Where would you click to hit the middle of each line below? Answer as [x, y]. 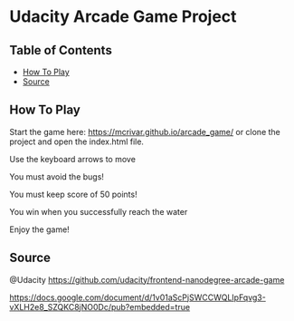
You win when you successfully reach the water [99, 211]
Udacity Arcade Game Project [123, 17]
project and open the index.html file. [77, 141]
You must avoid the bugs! [57, 176]
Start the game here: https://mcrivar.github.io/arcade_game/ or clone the [145, 131]
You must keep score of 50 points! [73, 194]
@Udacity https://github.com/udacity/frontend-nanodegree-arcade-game [147, 279]
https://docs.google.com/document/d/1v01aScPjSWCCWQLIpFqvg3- [138, 297]
